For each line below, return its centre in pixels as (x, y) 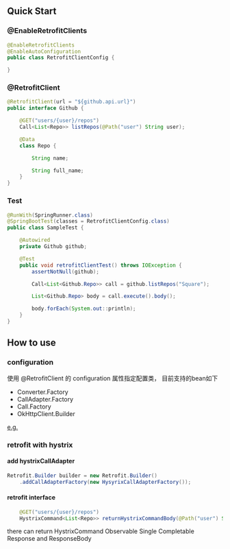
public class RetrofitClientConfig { (61, 58)
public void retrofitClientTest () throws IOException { (101, 265)
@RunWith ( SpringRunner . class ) (50, 215)
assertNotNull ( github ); (65, 271)
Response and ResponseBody (49, 539)
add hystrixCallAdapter (41, 461)
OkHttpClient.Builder (46, 413)
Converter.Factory (42, 392)
